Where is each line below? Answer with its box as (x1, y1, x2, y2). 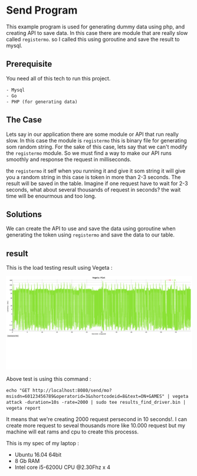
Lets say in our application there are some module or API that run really (6, 131, 179, 138)
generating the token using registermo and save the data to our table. (6, 231, 175, 238)
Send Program (6, 4, 78, 17)
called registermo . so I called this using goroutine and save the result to (6, 35, 180, 43)
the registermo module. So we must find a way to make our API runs (6, 149, 172, 157)
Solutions (6, 209, 42, 219)
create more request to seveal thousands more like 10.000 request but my (6, 422, 186, 429)
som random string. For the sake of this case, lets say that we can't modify (6, 143, 188, 150)
